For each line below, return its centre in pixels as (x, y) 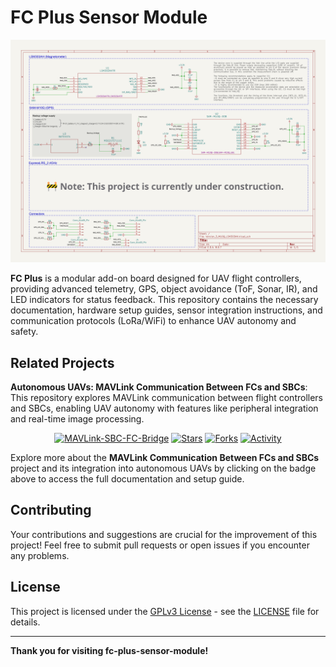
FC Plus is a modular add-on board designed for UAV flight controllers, (156, 278)
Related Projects (62, 362)
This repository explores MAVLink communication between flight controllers (167, 398)
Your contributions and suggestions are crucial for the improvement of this (164, 534)
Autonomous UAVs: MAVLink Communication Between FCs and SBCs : (159, 387)
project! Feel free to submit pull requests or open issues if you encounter (160, 545)
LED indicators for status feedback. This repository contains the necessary (164, 300)
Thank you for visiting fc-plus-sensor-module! (109, 650)
